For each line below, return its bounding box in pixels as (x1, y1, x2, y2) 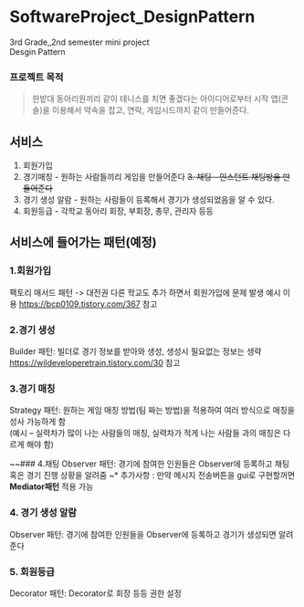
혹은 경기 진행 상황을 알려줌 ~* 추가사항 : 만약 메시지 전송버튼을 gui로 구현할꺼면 (9, 470, 295, 481)
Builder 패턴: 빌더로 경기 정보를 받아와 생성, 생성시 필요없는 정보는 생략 (9, 346, 262, 357)
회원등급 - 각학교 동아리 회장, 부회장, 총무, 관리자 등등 (22, 205, 215, 216)
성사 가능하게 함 (9, 416, 67, 427)
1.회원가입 (9, 265, 52, 277)
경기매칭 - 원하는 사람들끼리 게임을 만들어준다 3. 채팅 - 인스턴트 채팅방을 (22, 172, 281, 183)
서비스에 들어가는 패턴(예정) (9, 235, 157, 250)
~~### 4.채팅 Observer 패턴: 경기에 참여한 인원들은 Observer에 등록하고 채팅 (9, 458, 290, 469)
